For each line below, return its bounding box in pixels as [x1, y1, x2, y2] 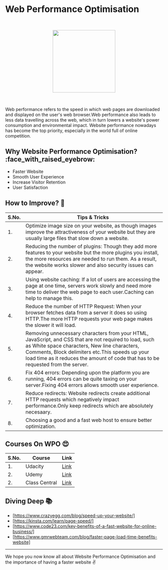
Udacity [25, 463, 44, 470]
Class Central [25, 479, 57, 486]
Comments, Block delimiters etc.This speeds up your [25, 348, 149, 355]
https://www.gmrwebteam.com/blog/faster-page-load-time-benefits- [14, 534, 157, 540]
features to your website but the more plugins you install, [25, 249, 159, 256]
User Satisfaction [12, 184, 48, 190]
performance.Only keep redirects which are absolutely [25, 402, 153, 409]
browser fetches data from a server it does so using [25, 309, 147, 316]
